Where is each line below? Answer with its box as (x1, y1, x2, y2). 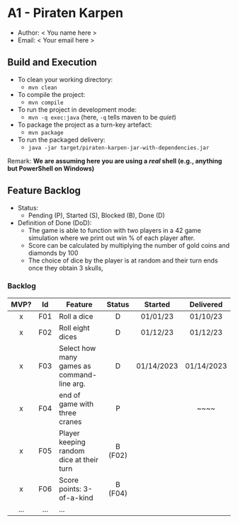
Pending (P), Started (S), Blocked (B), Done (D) (28, 211, 165, 219)
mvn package (28, 129, 64, 136)
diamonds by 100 (28, 248, 79, 257)
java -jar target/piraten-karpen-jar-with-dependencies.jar (28, 144, 210, 151)
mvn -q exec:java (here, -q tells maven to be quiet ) (28, 113, 177, 121)
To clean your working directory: (17, 75, 113, 84)
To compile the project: (17, 90, 86, 98)
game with (59, 398, 94, 408)
